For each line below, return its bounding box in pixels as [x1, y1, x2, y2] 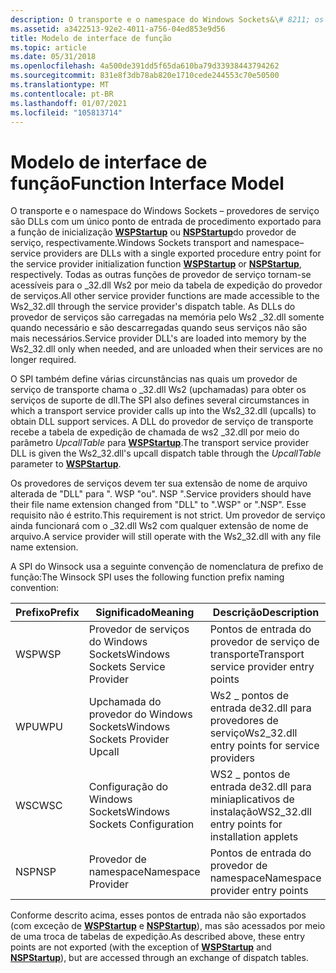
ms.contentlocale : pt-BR [10, 89, 114, 99]
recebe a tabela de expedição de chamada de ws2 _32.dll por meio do [10, 426, 300, 438]
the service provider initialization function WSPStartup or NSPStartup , [10, 258, 302, 270]
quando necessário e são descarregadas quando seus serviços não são [10, 322, 308, 334]
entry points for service [209, 739, 320, 753]
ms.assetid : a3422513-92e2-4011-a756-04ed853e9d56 [10, 24, 226, 34]
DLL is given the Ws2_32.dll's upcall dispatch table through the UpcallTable [10, 447, 322, 460]
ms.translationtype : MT [10, 80, 110, 90]
